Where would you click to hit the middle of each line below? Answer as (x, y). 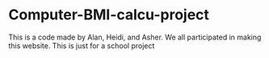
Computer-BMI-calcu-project (109, 15)
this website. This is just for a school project (82, 45)
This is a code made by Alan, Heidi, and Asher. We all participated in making (135, 37)
